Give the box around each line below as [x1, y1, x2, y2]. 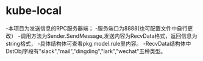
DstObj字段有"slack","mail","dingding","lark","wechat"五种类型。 [5, 47, 166, 55]
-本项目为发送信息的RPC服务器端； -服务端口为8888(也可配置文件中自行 [5, 24, 188, 32]
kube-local [5, 4, 62, 18]
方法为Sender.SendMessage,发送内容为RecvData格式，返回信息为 [30, 32, 198, 40]
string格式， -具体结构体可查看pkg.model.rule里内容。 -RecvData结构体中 [5, 40, 191, 47]
